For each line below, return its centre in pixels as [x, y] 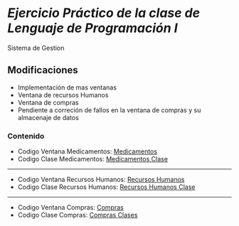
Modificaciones [43, 70]
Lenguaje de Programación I [92, 28]
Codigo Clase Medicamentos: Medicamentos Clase [93, 159]
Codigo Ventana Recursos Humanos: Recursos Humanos [101, 180]
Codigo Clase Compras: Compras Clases [78, 215]
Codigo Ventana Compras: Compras [71, 208]
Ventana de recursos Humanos [63, 95]
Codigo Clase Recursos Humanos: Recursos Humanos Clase [106, 187]
